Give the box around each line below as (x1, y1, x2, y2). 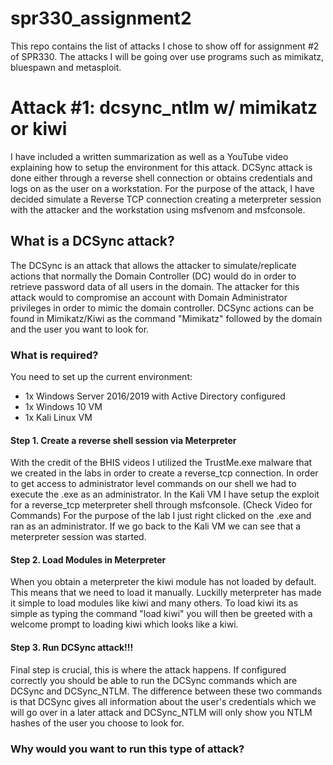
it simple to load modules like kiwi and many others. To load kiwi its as (10, 597, 299, 609)
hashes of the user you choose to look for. (10, 717, 185, 729)
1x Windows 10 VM (24, 400, 103, 412)
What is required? (10, 348, 99, 362)
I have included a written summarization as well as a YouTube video (10, 150, 289, 162)
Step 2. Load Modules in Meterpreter (10, 553, 167, 566)
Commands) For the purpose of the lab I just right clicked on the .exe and (10, 510, 312, 522)
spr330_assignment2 (10, 7, 192, 30)
